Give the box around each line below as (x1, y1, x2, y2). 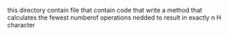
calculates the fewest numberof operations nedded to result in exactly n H (7, 13, 222, 22)
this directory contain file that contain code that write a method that (7, 6, 203, 14)
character (7, 21, 36, 29)
